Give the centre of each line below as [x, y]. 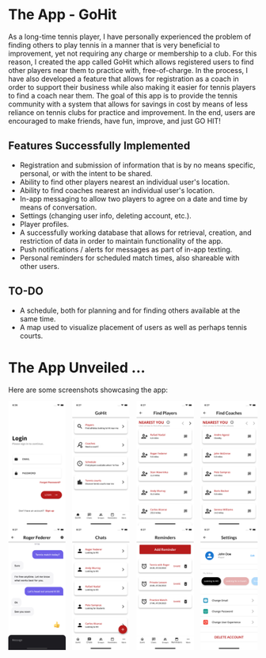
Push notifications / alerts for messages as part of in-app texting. [126, 249]
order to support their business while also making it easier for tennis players [132, 87]
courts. [31, 336]
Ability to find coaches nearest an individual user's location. [117, 190]
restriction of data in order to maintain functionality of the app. [121, 240]
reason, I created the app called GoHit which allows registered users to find [131, 62]
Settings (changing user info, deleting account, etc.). [105, 215]
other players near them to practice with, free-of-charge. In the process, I [128, 70]
